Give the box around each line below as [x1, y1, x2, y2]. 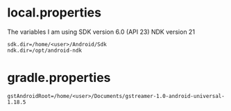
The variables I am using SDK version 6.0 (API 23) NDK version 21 [7, 28, 196, 36]
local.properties [7, 5, 102, 21]
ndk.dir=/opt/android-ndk [7, 47, 82, 54]
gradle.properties [7, 70, 111, 85]
